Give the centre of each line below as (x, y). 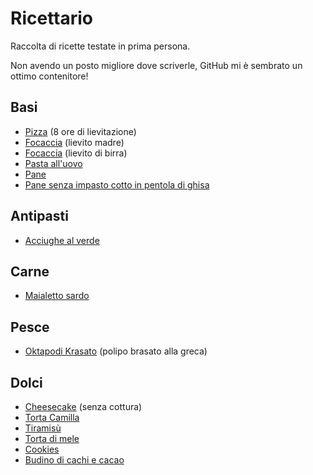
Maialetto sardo (57, 296)
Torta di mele (52, 438)
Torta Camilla (52, 417)
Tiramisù (43, 428)
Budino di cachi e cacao (74, 460)
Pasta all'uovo (53, 163)
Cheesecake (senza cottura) (83, 406)
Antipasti (39, 216)
